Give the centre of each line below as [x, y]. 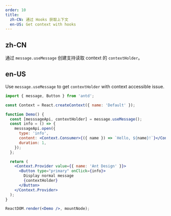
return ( [19, 161]
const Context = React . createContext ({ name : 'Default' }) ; [70, 105]
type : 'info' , [34, 133]
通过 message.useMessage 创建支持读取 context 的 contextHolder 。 [74, 58]
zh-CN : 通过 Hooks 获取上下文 [39, 19]
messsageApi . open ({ [35, 129]
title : [12, 15]
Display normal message [49, 176]
